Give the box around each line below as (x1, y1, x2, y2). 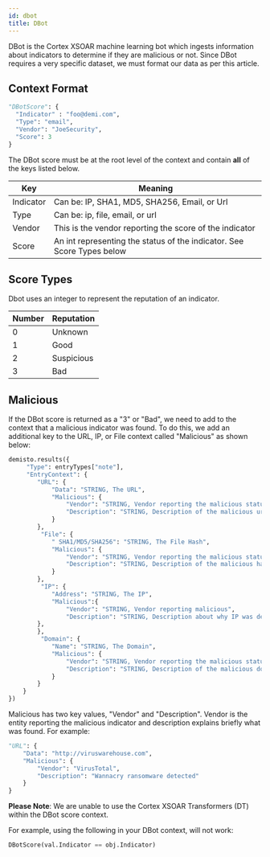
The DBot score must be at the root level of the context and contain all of (8, 154, 251, 165)
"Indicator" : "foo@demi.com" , (15, 110, 121, 119)
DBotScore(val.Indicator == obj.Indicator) (8, 841, 157, 849)
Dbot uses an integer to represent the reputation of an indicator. (8, 294, 219, 304)
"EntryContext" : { (26, 470, 88, 478)
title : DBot (8, 19, 48, 27)
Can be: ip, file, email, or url (53, 209, 157, 220)
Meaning (138, 182, 174, 194)
